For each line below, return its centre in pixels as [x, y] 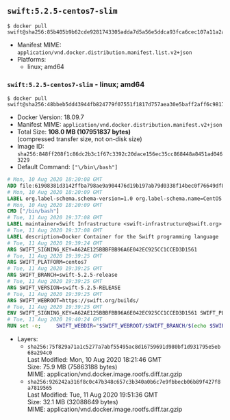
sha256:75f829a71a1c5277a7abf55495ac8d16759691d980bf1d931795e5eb [124, 347]
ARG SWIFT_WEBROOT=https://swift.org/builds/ [73, 300]
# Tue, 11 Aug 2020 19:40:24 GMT [55, 320]
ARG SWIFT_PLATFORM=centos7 [47, 262]
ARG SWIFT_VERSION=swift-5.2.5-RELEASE [64, 288]
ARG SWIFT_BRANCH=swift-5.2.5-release [62, 275]
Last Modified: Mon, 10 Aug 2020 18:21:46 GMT [94, 360]
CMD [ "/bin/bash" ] [33, 211]
